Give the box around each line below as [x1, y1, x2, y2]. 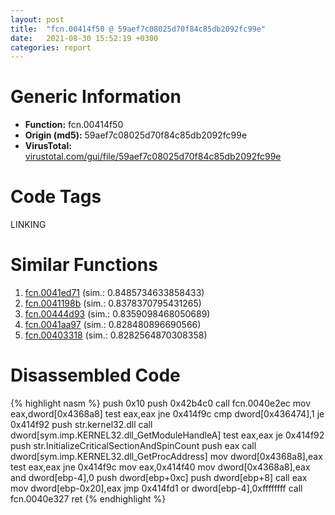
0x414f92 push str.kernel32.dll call [10, 419, 153, 430]
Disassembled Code [10, 364, 181, 387]
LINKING [10, 219, 47, 231]
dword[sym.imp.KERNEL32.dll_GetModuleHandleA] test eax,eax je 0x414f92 [10, 429, 325, 441]
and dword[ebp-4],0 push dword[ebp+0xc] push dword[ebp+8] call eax [10, 472, 308, 483]
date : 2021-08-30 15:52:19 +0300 [10, 33, 159, 43]
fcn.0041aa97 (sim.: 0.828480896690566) [24, 319, 202, 331]
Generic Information [10, 86, 182, 108]
